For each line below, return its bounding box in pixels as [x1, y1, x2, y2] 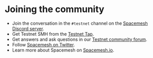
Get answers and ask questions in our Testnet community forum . [12, 36, 147, 42]
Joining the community [5, 4, 104, 15]
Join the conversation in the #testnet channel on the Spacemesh [12, 20, 148, 26]
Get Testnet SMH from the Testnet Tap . [12, 31, 94, 37]
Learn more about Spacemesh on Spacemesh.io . [12, 47, 114, 53]
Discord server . [12, 25, 44, 31]
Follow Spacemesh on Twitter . [12, 41, 75, 47]
